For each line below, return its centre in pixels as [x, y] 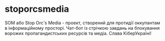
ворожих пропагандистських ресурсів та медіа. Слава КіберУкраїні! [78, 33]
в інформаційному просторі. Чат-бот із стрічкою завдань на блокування [82, 28]
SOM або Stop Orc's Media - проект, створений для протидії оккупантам [82, 23]
